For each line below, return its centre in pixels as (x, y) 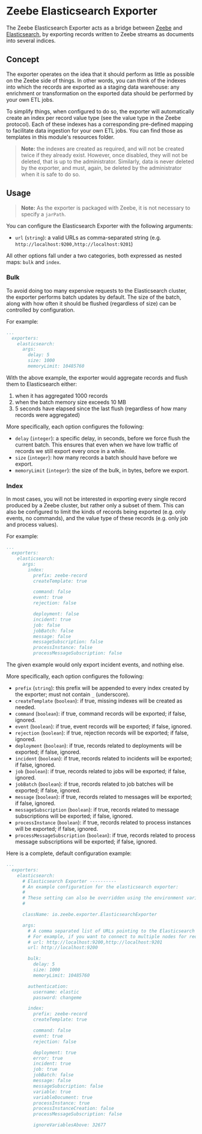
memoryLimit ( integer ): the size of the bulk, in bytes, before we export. (102, 470)
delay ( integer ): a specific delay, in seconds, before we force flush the (103, 438)
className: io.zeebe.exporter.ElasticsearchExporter (90, 915)
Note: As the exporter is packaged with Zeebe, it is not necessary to (106, 208)
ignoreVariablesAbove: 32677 (69, 1125)
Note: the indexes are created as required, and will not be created (103, 148)
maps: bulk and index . (34, 262)
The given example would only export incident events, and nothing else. (95, 665)
